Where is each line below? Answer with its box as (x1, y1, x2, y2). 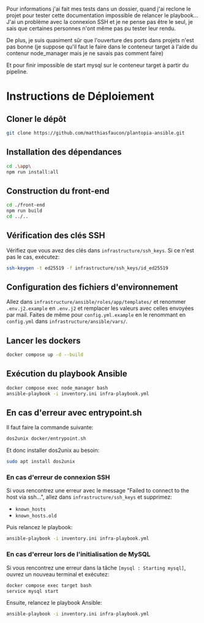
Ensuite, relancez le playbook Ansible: (6, 599, 102, 606)
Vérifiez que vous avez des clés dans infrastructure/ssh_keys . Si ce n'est (6, 246, 194, 254)
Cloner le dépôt (6, 113, 66, 124)
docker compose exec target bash (6, 582, 92, 589)
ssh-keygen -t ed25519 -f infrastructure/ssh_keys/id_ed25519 (6, 265, 168, 271)
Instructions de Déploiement (6, 89, 154, 104)
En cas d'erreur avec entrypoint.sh (6, 407, 142, 418)
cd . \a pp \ (6, 163, 32, 169)
